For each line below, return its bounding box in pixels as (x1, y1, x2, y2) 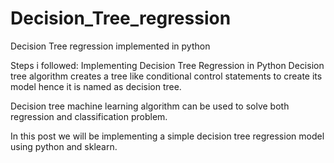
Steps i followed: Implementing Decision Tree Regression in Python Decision (10, 59, 325, 71)
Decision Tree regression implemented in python (10, 40, 211, 52)
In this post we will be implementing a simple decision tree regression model (10, 130, 325, 142)
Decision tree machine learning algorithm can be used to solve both (10, 100, 290, 112)
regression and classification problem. (10, 110, 168, 122)
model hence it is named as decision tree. (10, 80, 182, 92)
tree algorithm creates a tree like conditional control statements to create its (10, 70, 323, 82)
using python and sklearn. (10, 140, 118, 152)
